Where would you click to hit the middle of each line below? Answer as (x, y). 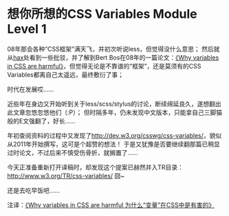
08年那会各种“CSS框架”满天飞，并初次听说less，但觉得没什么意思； (104, 49)
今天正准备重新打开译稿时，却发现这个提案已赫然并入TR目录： (96, 167)
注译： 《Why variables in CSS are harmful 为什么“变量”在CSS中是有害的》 (111, 205)
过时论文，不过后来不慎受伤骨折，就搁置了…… (73, 152)
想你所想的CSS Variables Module (102, 14)
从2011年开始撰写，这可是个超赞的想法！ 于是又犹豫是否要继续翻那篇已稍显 (113, 144)
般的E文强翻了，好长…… (41, 121)
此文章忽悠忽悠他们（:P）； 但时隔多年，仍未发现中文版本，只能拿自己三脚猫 (115, 112)
